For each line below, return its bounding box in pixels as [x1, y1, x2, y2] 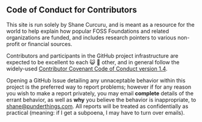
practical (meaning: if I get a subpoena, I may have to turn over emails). [6, 109, 185, 116]
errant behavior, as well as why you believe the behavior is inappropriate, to [6, 96, 197, 103]
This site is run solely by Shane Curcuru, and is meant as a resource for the [6, 21, 195, 28]
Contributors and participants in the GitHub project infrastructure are [6, 52, 179, 59]
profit [6, 40, 20, 47]
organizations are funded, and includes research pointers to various [6, 33, 176, 41]
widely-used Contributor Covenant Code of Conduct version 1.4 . [6, 65, 168, 72]
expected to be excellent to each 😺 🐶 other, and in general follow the [6, 58, 179, 66]
